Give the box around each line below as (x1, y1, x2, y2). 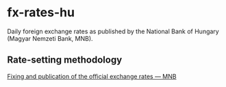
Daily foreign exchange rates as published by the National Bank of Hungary (7, 27, 219, 35)
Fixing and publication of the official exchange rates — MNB (7, 72, 177, 80)
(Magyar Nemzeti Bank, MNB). (7, 34, 94, 42)
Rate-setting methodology (7, 54, 123, 66)
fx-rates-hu (7, 5, 75, 20)
